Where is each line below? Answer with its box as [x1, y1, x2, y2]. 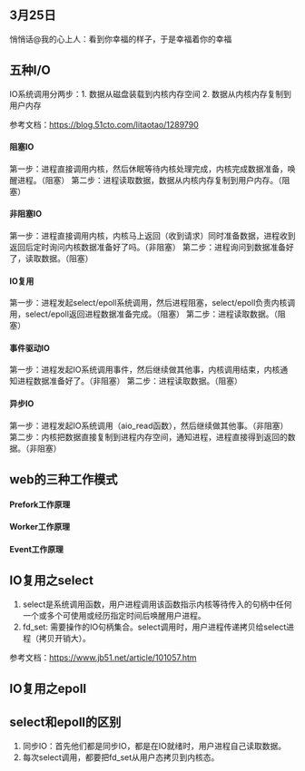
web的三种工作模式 [9, 472, 118, 487]
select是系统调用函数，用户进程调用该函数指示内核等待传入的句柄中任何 [22, 599, 292, 610]
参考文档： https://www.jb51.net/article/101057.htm [9, 651, 197, 663]
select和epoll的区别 [9, 715, 122, 730]
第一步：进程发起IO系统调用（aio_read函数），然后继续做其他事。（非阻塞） [9, 420, 289, 431]
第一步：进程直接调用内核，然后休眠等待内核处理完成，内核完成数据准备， [9, 163, 288, 174]
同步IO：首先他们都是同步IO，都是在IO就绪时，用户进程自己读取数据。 [22, 740, 287, 751]
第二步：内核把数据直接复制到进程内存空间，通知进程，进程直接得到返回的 [9, 431, 288, 442]
